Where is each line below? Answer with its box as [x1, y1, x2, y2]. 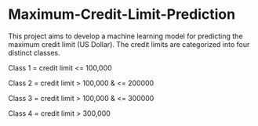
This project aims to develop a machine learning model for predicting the [8, 31, 243, 41]
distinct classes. [8, 48, 60, 57]
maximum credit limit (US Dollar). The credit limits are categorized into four [8, 39, 250, 49]
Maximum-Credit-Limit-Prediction [8, 5, 236, 23]
